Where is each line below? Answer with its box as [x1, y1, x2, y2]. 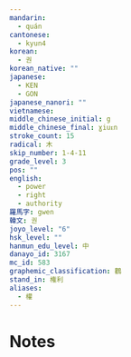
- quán [17, 22, 42, 31]
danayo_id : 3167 [9, 250, 70, 259]
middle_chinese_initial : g [9, 114, 111, 124]
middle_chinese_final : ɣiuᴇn [9, 124, 118, 133]
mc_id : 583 [9, 258, 51, 268]
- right [17, 191, 47, 200]
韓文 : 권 [9, 215, 38, 225]
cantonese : [9, 30, 51, 39]
